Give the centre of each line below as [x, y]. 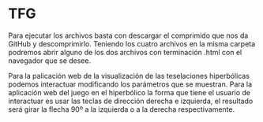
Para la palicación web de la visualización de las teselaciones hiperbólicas [129, 76]
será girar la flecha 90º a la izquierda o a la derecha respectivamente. [122, 109]
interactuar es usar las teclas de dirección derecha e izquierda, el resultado [131, 101]
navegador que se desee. [50, 61]
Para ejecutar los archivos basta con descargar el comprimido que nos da [128, 35]
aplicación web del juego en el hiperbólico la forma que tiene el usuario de [130, 92]
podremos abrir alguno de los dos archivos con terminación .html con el [125, 52]
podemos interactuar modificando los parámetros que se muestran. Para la [130, 84]
